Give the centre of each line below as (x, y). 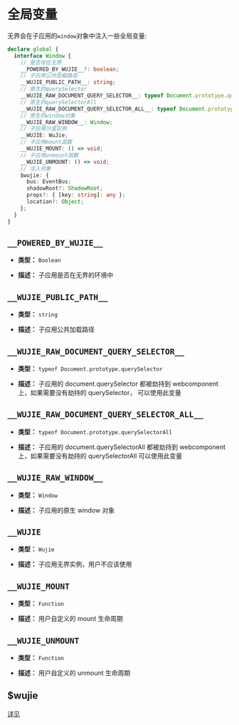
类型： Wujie (36, 549)
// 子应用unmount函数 (49, 155)
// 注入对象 (36, 168)
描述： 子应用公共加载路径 (56, 329)
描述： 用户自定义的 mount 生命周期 (70, 619)
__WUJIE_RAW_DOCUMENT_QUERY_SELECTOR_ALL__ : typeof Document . (114, 109)
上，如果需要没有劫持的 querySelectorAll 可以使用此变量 (100, 456)
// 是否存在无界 (41, 62)
